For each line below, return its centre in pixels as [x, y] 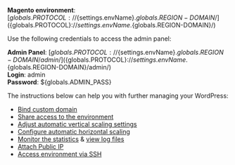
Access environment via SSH [59, 154]
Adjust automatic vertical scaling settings [77, 124]
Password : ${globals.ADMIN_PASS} [59, 82]
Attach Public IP [40, 146]
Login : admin [26, 74]
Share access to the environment [65, 117]
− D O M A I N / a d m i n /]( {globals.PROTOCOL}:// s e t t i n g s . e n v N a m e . [97, 60]
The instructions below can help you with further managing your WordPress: [118, 95]
